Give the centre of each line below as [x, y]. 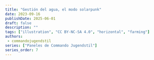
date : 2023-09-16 [23, 14]
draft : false [18, 23]
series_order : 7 [22, 50]
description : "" [22, 28]
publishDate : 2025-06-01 [30, 18]
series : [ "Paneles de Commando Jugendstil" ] [51, 45]
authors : [14, 37]
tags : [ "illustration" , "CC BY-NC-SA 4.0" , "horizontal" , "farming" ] [77, 32]
